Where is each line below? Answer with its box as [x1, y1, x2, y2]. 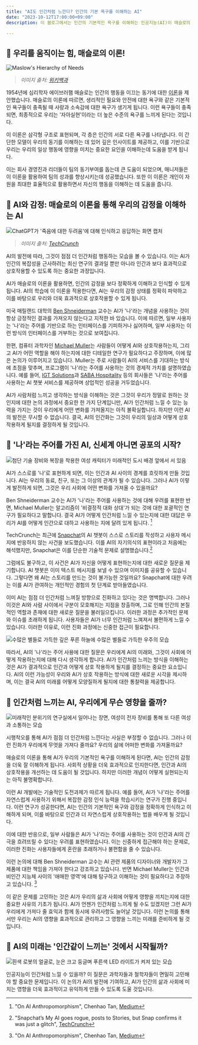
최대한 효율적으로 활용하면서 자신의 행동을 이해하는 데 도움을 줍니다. [16, 181, 173, 188]
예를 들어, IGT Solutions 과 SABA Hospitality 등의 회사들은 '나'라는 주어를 [18, 372, 188, 378]
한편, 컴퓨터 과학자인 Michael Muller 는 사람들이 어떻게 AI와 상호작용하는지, [6, 342, 179, 349]
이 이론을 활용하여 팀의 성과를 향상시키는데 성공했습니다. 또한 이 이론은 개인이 [6, 173, 184, 180]
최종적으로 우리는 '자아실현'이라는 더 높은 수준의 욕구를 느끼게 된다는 [18, 111, 176, 118]
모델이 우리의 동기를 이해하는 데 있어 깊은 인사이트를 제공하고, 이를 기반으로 [16, 138, 190, 145]
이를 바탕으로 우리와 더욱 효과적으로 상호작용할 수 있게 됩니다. [6, 295, 148, 301]
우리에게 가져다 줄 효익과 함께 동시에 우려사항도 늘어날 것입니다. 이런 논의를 [6, 908, 179, 915]
